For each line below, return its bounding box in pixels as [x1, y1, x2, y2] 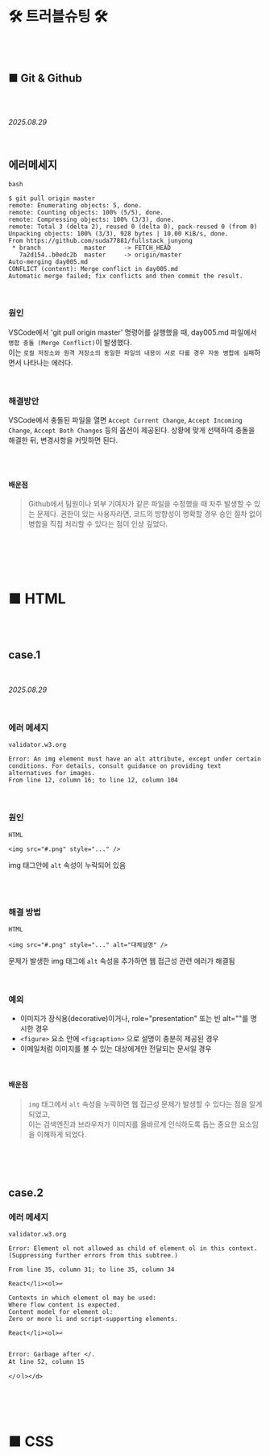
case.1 [8, 648, 41, 661]
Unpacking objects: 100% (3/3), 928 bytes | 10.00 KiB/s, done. [8, 229, 229, 238]
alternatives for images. [8, 769, 95, 778]
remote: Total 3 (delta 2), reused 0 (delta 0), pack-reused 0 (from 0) [8, 223, 258, 231]
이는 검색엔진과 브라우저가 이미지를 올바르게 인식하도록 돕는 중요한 [27, 1119, 238, 1129]
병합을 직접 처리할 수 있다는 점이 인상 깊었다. [27, 519, 168, 529]
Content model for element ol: [8, 1308, 114, 1316]
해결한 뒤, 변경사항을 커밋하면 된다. [8, 436, 118, 445]
